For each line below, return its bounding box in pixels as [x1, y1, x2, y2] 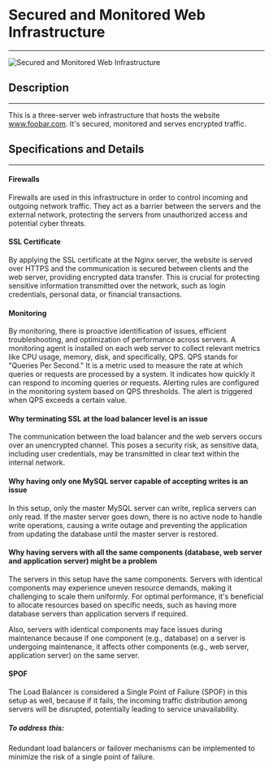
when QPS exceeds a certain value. [8, 396, 128, 405]
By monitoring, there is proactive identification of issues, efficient [8, 327, 227, 336]
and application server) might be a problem [8, 556, 158, 566]
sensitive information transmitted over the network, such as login [8, 280, 226, 290]
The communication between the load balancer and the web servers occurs [8, 432, 262, 442]
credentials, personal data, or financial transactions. [8, 289, 183, 299]
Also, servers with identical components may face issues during [8, 624, 223, 634]
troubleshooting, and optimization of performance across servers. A [8, 335, 236, 344]
